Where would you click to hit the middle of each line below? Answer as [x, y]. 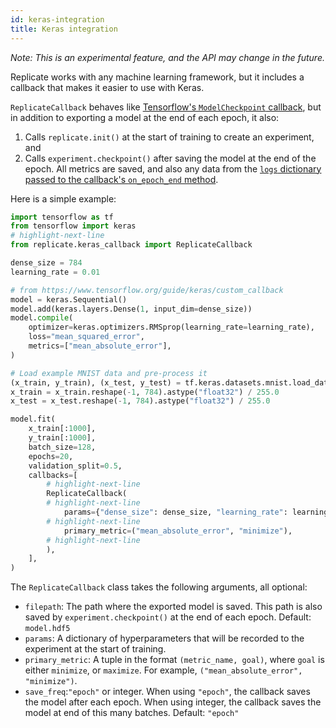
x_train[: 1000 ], [62, 429]
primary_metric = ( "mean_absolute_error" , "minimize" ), [178, 531]
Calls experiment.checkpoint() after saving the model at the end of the [170, 158]
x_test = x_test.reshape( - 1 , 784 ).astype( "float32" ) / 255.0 [140, 401]
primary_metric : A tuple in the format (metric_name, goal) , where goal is [174, 660]
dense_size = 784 [46, 263]
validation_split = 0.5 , [75, 466]
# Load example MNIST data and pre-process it [109, 373]
